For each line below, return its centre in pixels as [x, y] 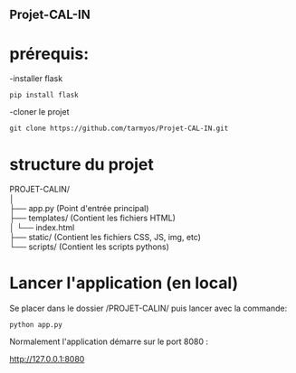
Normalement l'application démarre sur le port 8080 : [109, 341]
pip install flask [44, 95]
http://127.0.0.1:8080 [47, 359]
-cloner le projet [39, 112]
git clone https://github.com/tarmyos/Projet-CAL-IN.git [119, 129]
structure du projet [81, 164]
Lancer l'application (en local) [124, 283]
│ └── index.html [42, 228]
